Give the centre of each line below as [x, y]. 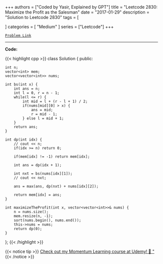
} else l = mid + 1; [43, 118]
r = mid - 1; [44, 114]
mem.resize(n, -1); [33, 216]
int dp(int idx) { [24, 140]
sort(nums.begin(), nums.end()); [48, 220]
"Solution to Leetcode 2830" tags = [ [42, 17]
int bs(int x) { [21, 84]
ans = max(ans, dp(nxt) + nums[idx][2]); [56, 186]
